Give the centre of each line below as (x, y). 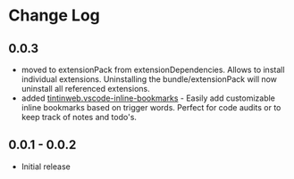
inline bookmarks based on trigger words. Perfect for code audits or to (151, 107)
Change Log (54, 16)
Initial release (46, 167)
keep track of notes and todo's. (79, 117)
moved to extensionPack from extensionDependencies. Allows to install (153, 69)
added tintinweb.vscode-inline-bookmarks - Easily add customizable (148, 98)
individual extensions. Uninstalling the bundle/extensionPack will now (149, 79)
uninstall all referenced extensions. (85, 89)
